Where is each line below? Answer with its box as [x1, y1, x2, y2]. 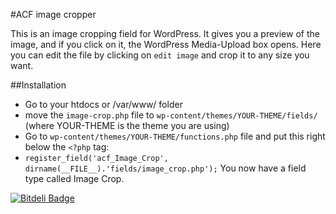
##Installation [10, 79, 67, 91]
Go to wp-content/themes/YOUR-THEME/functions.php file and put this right [24, 130, 326, 142]
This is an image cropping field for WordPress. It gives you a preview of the [10, 28, 320, 39]
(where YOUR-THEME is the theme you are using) [24, 120, 230, 131]
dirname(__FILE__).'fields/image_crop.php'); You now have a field [24, 162, 307, 174]
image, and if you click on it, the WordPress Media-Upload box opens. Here [10, 39, 322, 50]
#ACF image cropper [10, 9, 97, 20]
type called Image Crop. [24, 173, 125, 184]
